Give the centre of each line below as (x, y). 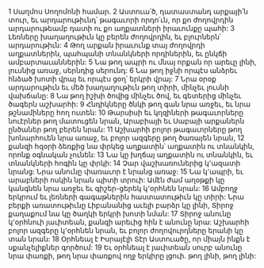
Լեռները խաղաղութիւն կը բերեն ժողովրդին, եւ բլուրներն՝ (115, 36)
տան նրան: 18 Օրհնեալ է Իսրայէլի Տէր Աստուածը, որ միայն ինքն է (129, 239)
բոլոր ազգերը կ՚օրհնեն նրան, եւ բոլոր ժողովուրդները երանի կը (126, 230)
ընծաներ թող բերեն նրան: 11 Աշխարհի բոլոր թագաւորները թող (125, 129)
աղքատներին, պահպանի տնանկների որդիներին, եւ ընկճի (118, 54)
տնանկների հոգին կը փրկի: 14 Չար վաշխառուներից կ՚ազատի (124, 163)
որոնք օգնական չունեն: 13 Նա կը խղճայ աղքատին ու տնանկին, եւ (131, 155)
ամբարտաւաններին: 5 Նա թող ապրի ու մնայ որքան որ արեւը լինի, (132, 62)
